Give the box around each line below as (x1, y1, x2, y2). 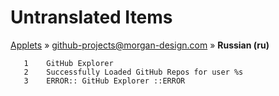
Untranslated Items (10, 6, 173, 29)
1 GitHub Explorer (23, 58, 114, 68)
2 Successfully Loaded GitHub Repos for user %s (23, 67, 244, 77)
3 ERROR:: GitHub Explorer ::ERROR (23, 76, 186, 86)
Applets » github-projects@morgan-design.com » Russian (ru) (10, 39, 270, 51)
